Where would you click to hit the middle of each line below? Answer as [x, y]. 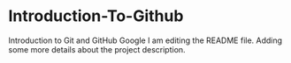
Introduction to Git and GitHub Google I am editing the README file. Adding [145, 40]
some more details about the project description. [97, 49]
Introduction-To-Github [96, 16]
